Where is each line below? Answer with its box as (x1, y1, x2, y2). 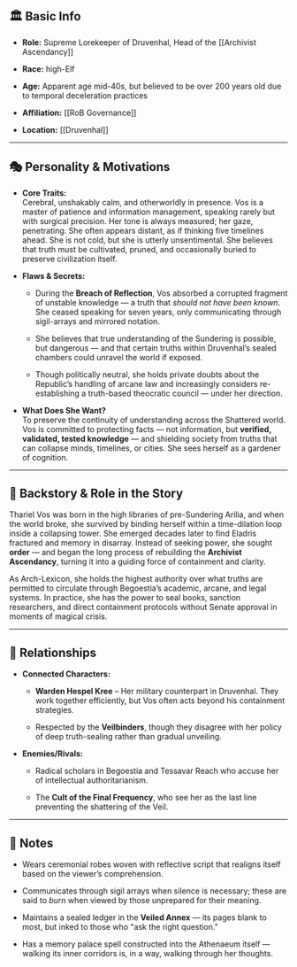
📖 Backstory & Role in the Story (9, 486, 184, 501)
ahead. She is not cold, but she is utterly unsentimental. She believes (21, 235, 274, 245)
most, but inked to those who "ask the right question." (21, 922, 219, 932)
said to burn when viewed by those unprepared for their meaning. (21, 895, 262, 906)
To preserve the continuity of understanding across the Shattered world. (21, 414, 286, 425)
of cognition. (21, 452, 69, 462)
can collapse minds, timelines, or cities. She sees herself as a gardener (21, 443, 281, 453)
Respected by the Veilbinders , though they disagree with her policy (34, 722, 283, 732)
